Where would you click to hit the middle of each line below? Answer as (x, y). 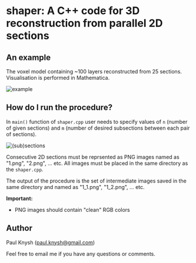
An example (29, 57)
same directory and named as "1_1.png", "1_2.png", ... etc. (76, 187)
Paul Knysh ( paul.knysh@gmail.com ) (51, 242)
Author (19, 228)
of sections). (21, 134)
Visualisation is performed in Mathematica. (58, 78)
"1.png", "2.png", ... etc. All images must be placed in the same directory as (97, 163)
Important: (19, 198)
